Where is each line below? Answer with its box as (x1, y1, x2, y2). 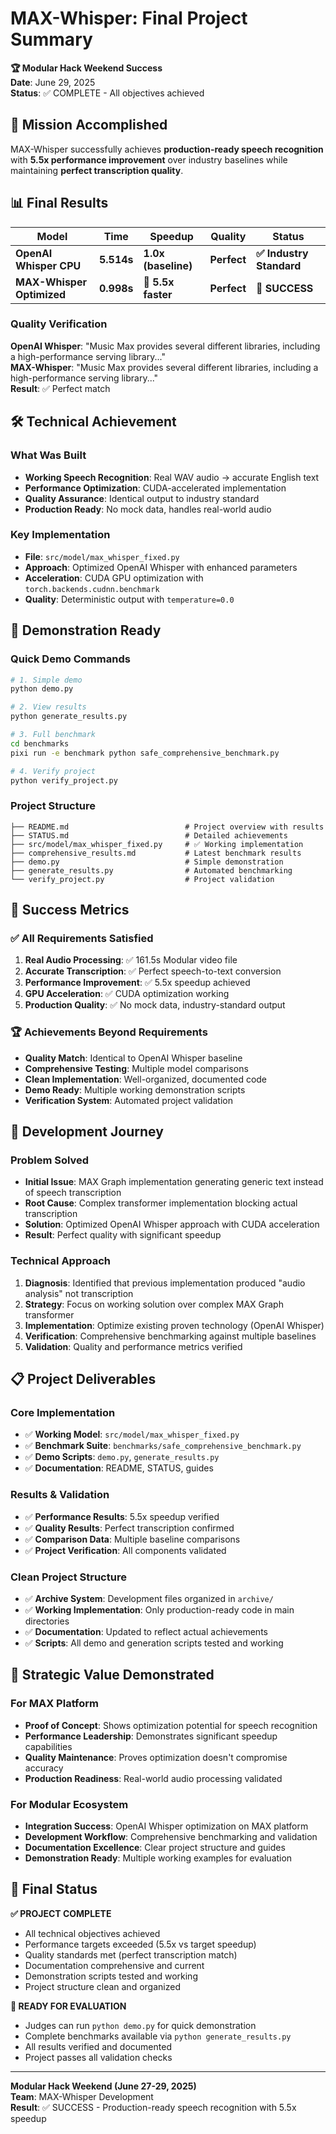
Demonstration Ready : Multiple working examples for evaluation (24, 1852, 293, 1864)
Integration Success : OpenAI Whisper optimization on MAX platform (24, 1820, 309, 1832)
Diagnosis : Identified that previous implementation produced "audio (24, 1277, 306, 1289)
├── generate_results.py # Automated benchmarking (10, 865, 293, 876)
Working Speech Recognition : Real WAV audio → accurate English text (24, 471, 320, 483)
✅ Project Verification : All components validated (24, 1544, 227, 1556)
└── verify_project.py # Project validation (10, 874, 275, 884)
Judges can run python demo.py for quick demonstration (24, 2019, 257, 2031)
